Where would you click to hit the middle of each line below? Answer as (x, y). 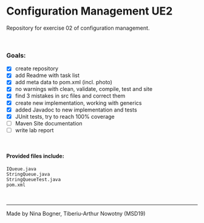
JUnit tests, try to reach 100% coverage (65, 116)
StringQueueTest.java (34, 180)
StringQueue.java (28, 175)
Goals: (16, 55)
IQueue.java (21, 169)
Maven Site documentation (49, 123)
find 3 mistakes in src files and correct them (70, 96)
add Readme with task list (47, 75)
